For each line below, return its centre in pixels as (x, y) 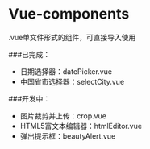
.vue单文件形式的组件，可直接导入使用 (72, 37)
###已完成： (29, 54)
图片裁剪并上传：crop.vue (63, 116)
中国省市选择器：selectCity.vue (72, 81)
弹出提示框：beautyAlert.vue (68, 136)
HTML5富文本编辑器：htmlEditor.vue (81, 126)
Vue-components (69, 14)
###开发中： (29, 98)
